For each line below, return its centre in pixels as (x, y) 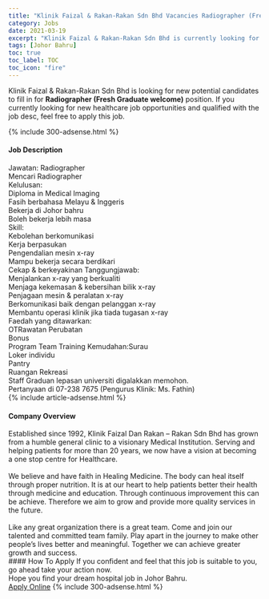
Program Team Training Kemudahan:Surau (78, 346)
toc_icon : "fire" (37, 68)
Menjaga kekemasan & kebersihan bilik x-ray (82, 287)
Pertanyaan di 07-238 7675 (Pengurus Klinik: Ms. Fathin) (102, 388)
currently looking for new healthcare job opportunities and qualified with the (134, 107)
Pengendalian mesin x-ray (51, 252)
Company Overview (42, 416)
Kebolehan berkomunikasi (51, 235)
